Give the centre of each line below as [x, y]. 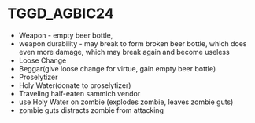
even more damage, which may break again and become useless [124, 52]
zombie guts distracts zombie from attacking [91, 110]
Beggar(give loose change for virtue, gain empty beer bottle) [117, 68]
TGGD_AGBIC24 [61, 14]
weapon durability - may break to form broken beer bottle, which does [133, 43]
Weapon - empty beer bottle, [66, 35]
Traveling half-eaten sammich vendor [79, 93]
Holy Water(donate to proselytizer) [75, 85]
